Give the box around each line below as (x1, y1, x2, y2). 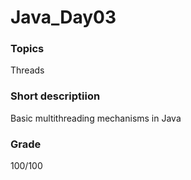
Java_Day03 (10, 6, 117, 29)
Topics (10, 42, 45, 56)
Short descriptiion (10, 89, 101, 103)
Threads (10, 64, 45, 76)
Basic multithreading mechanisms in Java (10, 112, 182, 124)
